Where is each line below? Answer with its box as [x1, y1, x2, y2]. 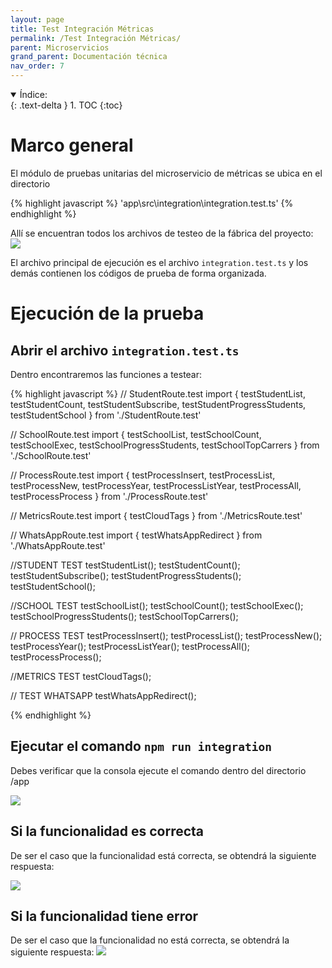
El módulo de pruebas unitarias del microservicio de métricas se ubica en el [10, 167, 323, 179]
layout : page [10, 14, 65, 25]
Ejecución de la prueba [10, 302, 205, 325]
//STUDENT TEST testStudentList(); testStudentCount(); [10, 559, 241, 571]
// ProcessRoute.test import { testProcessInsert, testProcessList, [10, 469, 276, 481]
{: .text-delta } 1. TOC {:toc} [10, 99, 123, 111]
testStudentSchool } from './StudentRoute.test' [10, 409, 202, 421]
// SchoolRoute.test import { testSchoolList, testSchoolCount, [10, 428, 262, 440]
